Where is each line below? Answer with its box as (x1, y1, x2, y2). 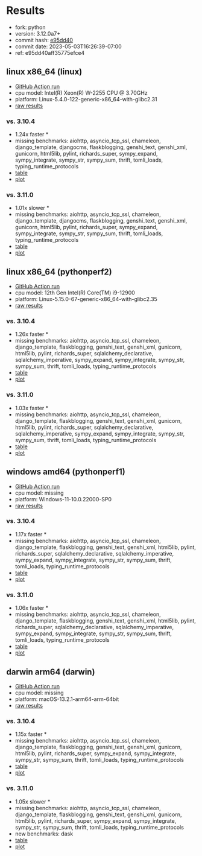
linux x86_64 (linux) (6, 67, 83, 77)
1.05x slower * (14, 797, 51, 805)
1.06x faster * (14, 604, 49, 612)
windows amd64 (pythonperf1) (6, 467, 125, 477)
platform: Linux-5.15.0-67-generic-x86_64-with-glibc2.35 (14, 296, 158, 303)
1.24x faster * (14, 131, 49, 138)
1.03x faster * (14, 404, 49, 411)
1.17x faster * (14, 530, 47, 537)
